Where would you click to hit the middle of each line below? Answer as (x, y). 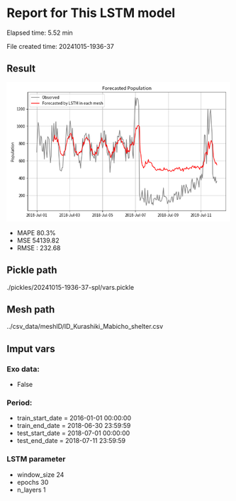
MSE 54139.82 (38, 240)
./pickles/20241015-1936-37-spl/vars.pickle (71, 287)
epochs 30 (33, 482)
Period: (19, 403)
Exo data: (23, 368)
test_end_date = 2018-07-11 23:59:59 (71, 441)
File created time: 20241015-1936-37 (60, 46)
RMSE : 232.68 (39, 248)
